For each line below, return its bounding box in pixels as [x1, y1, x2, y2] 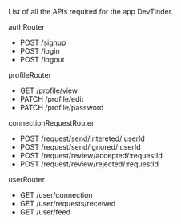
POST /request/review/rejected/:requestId [19, 159, 159, 169]
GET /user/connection [19, 190, 94, 199]
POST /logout [19, 55, 66, 64]
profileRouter [8, 70, 52, 79]
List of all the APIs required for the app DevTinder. [8, 7, 174, 16]
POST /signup [19, 38, 66, 47]
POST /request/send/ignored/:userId [19, 142, 142, 151]
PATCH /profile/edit [19, 94, 84, 103]
